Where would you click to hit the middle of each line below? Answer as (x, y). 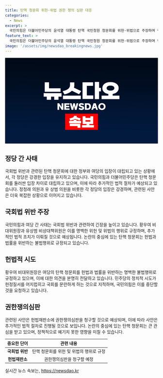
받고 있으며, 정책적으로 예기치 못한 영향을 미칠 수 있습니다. (69, 331)
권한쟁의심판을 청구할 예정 (69, 359)
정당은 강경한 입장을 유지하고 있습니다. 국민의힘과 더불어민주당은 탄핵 (82, 177)
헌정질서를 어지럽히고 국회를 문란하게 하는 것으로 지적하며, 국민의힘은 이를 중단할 (81, 284)
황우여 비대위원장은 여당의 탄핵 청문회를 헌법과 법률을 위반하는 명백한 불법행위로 (81, 272)
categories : (17, 15)
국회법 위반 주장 (27, 212)
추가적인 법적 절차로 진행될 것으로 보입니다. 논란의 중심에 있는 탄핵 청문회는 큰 (79, 326)
